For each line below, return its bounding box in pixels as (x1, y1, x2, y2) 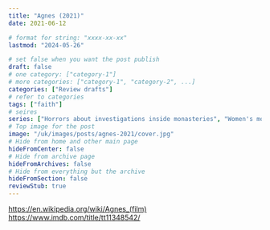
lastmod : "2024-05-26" (8, 41, 84, 49)
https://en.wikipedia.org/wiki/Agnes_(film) (8, 204, 147, 213)
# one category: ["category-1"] (8, 71, 117, 79)
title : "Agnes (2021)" (8, 11, 84, 20)
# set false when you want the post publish (8, 55, 160, 64)
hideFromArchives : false (8, 159, 92, 168)
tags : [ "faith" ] (8, 100, 63, 108)
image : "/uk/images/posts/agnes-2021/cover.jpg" (8, 130, 174, 139)
